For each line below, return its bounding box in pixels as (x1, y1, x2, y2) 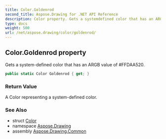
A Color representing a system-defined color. (5, 94, 97, 100)
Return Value (5, 83, 37, 90)
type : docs (5, 21, 28, 26)
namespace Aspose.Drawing (12, 123, 71, 129)
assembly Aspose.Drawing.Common (12, 128, 86, 134)
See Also (5, 106, 27, 113)
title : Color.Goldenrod (5, 7, 54, 12)
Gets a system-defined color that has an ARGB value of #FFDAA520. (5, 61, 145, 67)
